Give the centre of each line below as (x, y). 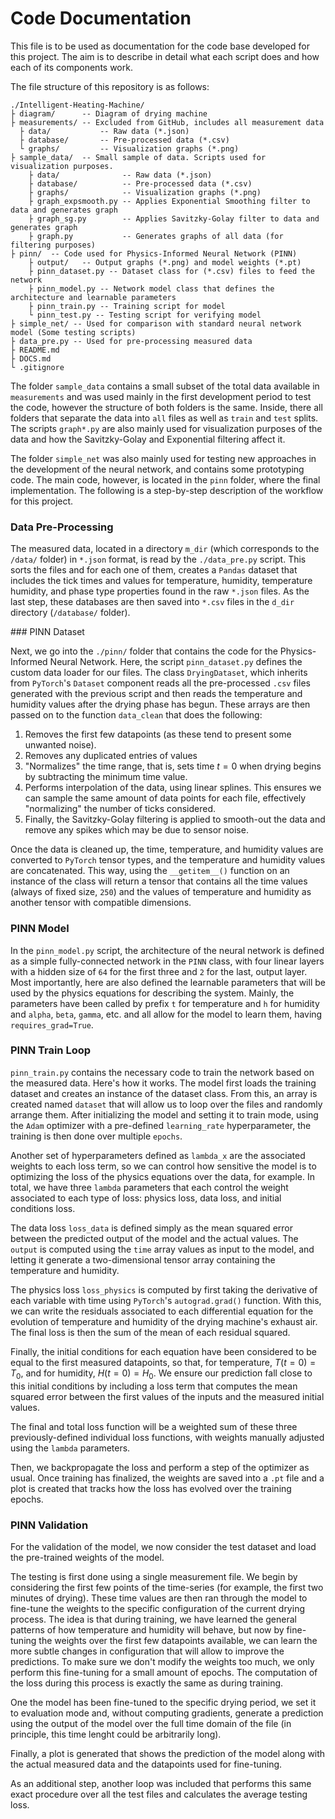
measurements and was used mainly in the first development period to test (161, 396)
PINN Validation (49, 1525)
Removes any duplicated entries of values (111, 756)
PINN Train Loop (51, 1050)
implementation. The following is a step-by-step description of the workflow (167, 490)
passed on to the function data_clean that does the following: (136, 715)
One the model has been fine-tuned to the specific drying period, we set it (163, 1702)
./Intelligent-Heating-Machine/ (77, 105)
